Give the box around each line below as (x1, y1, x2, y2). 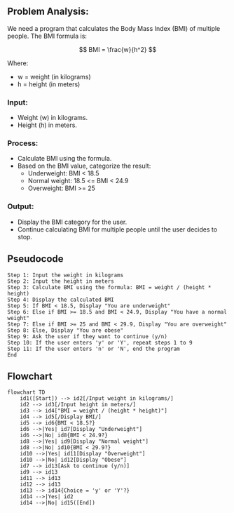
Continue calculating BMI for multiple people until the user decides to (17, 225, 218, 234)
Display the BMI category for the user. (17, 218, 128, 226)
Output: (7, 201, 34, 211)
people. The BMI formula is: (7, 32, 88, 40)
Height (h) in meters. (17, 121, 77, 129)
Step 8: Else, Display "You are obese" (7, 326, 124, 334)
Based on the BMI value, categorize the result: (17, 161, 151, 171)
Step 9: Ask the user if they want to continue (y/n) (7, 333, 168, 340)
